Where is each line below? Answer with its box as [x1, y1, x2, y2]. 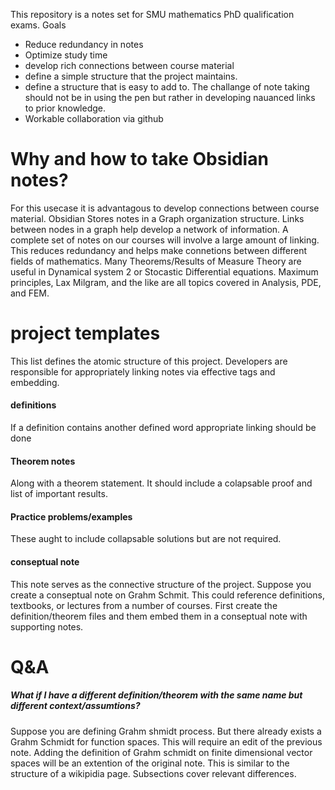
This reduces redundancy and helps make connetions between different [10, 244, 307, 256]
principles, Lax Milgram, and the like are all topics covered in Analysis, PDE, [10, 276, 322, 288]
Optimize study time [24, 49, 108, 61]
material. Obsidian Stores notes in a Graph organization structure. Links [10, 212, 305, 224]
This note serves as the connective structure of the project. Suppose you [10, 578, 312, 590]
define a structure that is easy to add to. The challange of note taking [24, 81, 310, 93]
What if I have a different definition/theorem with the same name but [10, 689, 303, 701]
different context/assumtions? [10, 700, 141, 712]
